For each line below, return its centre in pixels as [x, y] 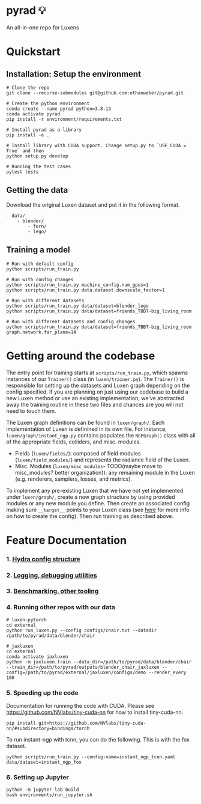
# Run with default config [40, 264]
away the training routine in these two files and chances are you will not [95, 404]
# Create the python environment [48, 103]
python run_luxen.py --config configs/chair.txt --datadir [82, 630]
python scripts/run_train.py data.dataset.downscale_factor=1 [85, 290]
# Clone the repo [28, 88]
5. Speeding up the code [43, 693]
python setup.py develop [37, 156]
